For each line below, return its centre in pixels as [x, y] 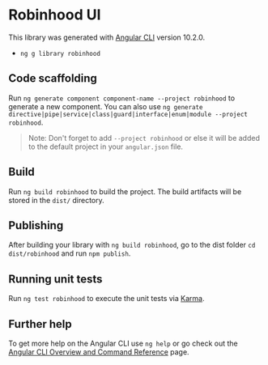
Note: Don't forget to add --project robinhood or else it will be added [144, 138]
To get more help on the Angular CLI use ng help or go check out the [123, 343]
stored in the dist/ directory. [57, 200]
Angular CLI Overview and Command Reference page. [99, 352]
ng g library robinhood [60, 53]
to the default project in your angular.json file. [106, 146]
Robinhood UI [55, 15]
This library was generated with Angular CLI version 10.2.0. [106, 37]
